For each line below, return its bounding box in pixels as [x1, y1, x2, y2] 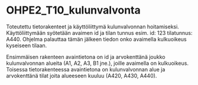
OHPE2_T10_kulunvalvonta [6, 4, 141, 17]
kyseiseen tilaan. [6, 42, 47, 49]
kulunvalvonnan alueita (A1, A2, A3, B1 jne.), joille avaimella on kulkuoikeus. [6, 60, 189, 67]
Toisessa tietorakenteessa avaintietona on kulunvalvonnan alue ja [6, 66, 165, 73]
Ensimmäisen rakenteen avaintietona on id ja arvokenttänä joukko [6, 53, 165, 60]
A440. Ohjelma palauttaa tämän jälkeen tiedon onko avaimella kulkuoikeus [6, 35, 187, 42]
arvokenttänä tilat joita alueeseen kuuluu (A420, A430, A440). [6, 72, 157, 79]
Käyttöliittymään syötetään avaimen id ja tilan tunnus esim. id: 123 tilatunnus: [6, 29, 193, 36]
